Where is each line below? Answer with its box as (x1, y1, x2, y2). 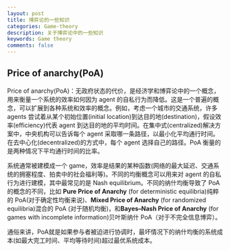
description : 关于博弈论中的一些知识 (7, 29, 104, 36)
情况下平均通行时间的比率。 (25, 146, 104, 155)
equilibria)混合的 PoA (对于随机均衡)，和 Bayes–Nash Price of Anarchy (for (7, 204, 219, 212)
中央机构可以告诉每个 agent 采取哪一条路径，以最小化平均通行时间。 (25, 129, 220, 138)
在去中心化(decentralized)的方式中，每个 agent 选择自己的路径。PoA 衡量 (7, 138, 215, 146)
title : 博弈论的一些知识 (7, 17, 70, 23)
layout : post (7, 10, 45, 17)
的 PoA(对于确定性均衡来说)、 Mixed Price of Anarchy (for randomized (7, 195, 207, 204)
